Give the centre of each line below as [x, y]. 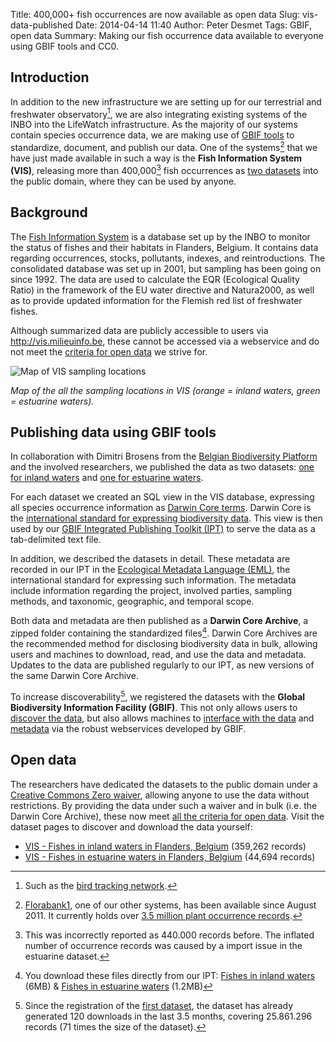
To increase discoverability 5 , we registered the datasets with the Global [158, 696]
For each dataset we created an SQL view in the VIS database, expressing [162, 497]
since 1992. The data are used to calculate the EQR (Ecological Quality [155, 279]
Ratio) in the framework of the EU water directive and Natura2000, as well [162, 290]
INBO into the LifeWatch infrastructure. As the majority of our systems [154, 125]
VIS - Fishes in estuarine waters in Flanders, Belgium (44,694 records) [170, 856]
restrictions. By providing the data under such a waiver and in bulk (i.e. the [164, 805]
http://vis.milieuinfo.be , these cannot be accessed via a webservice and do [165, 341]
